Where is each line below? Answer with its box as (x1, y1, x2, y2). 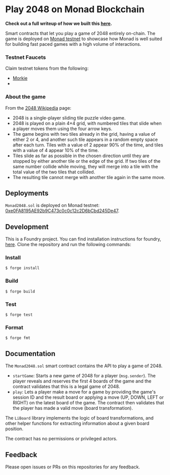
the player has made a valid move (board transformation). (12, 405, 133, 411)
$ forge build (5, 289, 36, 294)
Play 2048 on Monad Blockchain (5, 4, 145, 15)
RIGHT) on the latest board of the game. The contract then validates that (12, 400, 164, 406)
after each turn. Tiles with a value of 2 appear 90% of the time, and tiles (12, 141, 163, 148)
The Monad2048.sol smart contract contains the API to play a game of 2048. (5, 363, 163, 369)
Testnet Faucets (5, 53, 46, 61)
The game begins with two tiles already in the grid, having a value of (12, 131, 156, 137)
